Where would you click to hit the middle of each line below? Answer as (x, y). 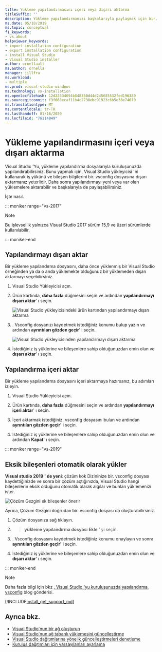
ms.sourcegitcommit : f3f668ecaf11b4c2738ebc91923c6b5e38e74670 (71, 100)
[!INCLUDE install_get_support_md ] (40, 602)
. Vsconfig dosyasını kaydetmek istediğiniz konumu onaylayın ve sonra (83, 539)
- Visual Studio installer (32, 59)
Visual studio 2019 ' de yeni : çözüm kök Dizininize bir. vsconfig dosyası (77, 476)
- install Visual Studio (30, 55)
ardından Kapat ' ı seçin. (36, 440)
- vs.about (16, 37)
